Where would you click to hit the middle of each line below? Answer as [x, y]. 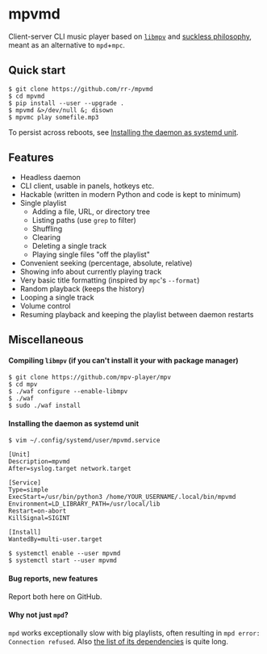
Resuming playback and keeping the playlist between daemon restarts [137, 314]
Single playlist [43, 203]
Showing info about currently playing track [91, 271]
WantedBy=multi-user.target [56, 539]
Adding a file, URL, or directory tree [91, 212]
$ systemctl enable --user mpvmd [65, 554]
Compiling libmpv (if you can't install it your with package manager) [124, 360]
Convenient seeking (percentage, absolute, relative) [106, 262]
